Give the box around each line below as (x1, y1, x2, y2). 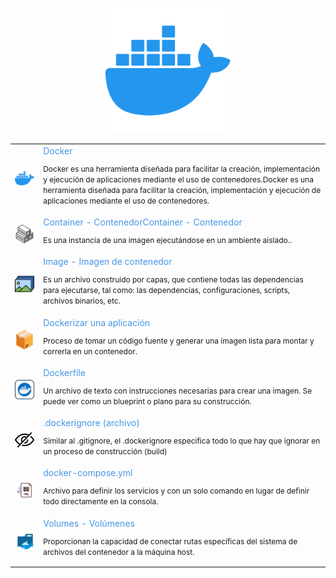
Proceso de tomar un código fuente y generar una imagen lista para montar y (43, 335, 315, 346)
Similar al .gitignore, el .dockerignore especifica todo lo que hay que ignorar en (43, 436, 321, 446)
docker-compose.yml (43, 467, 133, 479)
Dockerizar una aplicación (43, 316, 151, 328)
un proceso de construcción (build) (43, 446, 168, 457)
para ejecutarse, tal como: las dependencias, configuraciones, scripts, (43, 285, 290, 296)
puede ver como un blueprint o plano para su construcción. (43, 396, 252, 407)
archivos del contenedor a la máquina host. (43, 546, 195, 557)
